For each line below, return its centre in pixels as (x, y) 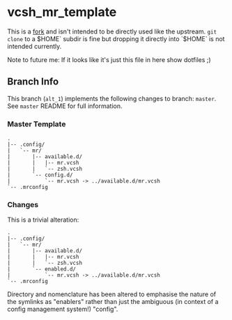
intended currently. (34, 46)
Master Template (37, 124)
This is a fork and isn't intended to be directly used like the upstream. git (112, 31)
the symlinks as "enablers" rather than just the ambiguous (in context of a (113, 302)
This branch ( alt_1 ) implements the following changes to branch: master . (112, 98)
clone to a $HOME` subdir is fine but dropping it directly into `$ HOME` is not (116, 38)
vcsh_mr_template (62, 12)
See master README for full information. (65, 106)
